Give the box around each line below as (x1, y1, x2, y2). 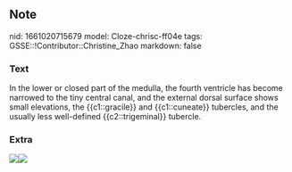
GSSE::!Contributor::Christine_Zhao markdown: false (9, 40, 203, 51)
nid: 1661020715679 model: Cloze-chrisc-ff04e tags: (9, 30, 203, 41)
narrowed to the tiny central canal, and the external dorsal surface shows (9, 93, 279, 103)
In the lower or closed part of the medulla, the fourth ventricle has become (9, 83, 284, 94)
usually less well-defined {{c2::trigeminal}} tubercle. (9, 111, 202, 122)
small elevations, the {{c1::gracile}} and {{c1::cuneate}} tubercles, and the (9, 102, 279, 112)
